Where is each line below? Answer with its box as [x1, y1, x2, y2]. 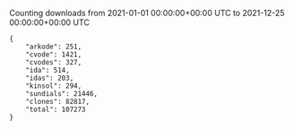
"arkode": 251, [25, 42, 82, 51]
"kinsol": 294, [25, 82, 82, 91]
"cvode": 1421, [25, 50, 82, 59]
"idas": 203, [25, 74, 74, 82]
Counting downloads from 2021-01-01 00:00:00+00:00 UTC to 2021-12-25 [9, 8, 285, 18]
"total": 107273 [25, 105, 87, 114]
